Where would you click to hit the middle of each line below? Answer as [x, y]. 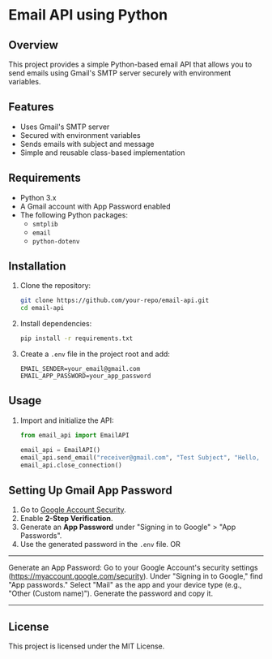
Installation [37, 267]
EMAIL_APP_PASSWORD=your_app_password [85, 376]
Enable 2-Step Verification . [66, 519]
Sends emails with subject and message [87, 144]
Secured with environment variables [80, 135]
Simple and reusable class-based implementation [102, 153]
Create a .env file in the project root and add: [95, 354]
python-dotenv [56, 241]
